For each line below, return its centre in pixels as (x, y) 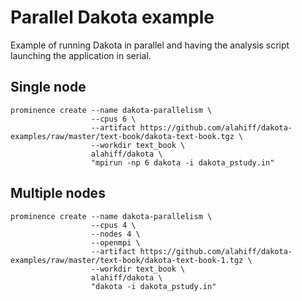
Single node (48, 87)
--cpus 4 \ (113, 225)
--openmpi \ (115, 242)
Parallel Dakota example (112, 17)
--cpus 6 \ (113, 119)
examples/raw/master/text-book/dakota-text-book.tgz (122, 136)
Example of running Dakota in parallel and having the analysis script (150, 45)
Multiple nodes (58, 193)
